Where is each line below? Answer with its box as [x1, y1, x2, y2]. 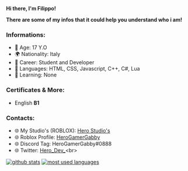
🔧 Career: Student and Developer [14, 59, 95, 66]
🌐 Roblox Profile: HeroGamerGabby [14, 134, 100, 141]
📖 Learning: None [14, 71, 57, 78]
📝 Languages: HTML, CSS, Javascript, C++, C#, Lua [14, 65, 140, 72]
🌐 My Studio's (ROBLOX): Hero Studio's [14, 127, 110, 134]
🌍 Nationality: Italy [14, 51, 61, 58]
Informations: [6, 30, 46, 39]
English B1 [14, 99, 40, 106]
